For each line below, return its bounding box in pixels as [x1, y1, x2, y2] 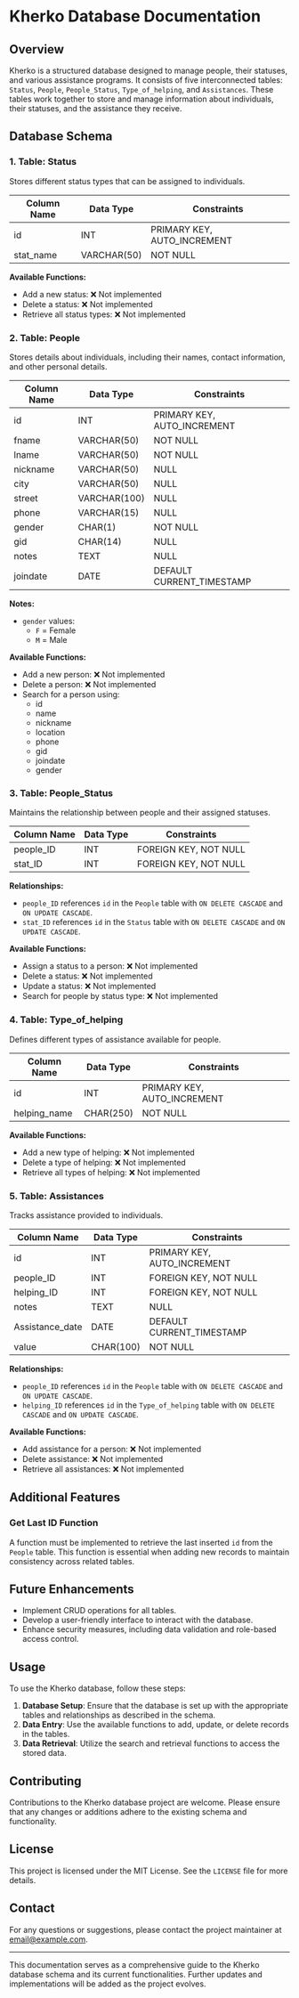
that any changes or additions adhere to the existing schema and [9, 1807, 247, 1817]
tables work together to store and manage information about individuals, [9, 93, 274, 104]
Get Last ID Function [9, 1516, 99, 1529]
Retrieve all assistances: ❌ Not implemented [21, 1463, 184, 1474]
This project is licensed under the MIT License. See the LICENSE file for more [9, 1865, 288, 1876]
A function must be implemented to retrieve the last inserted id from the [9, 1537, 273, 1547]
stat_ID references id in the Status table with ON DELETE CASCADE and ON [21, 917, 286, 928]
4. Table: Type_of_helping [9, 1013, 124, 1026]
